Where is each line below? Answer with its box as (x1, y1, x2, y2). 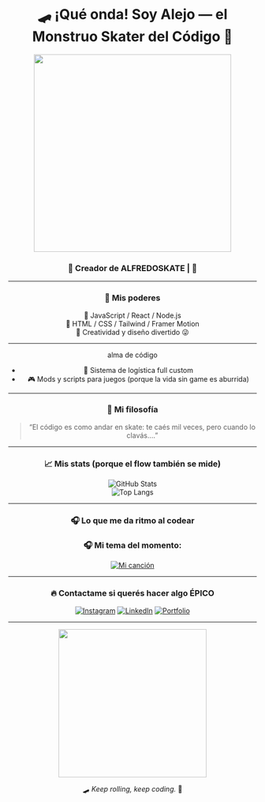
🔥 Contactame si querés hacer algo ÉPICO (50, 588, 215, 599)
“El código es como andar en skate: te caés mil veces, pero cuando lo (28, 422, 256, 431)
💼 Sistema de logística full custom (83, 365, 194, 375)
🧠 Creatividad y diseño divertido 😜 (76, 327, 189, 337)
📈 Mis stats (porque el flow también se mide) (44, 458, 221, 469)
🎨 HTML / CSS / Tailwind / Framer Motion (65, 318, 200, 328)
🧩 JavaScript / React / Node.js (84, 311, 181, 320)
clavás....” (126, 431, 159, 440)
